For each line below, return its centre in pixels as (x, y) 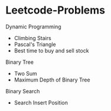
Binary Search (23, 91)
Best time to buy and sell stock (51, 50)
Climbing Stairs (32, 38)
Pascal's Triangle (35, 44)
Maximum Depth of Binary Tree (52, 80)
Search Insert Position (41, 102)
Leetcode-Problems (56, 10)
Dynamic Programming (33, 27)
